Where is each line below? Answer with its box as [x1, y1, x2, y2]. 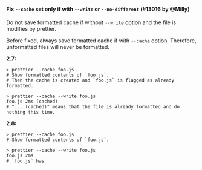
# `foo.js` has [6, 158, 45, 164]
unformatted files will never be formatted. [6, 44, 110, 51]
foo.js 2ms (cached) [6, 99, 59, 105]
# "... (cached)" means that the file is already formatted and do [6, 104, 180, 110]
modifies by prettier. [6, 25, 56, 33]
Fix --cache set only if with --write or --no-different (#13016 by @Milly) [6, 5, 190, 13]
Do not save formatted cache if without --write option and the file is [6, 19, 177, 26]
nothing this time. [6, 110, 56, 116]
